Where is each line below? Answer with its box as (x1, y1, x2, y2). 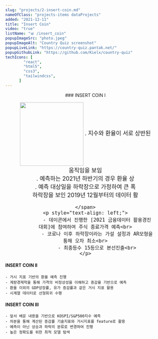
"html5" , (23, 64, 42, 69)
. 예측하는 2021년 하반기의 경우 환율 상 (36, 175, 135, 182)
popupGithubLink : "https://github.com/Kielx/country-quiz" (5, 50, 133, 55)
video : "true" (5, 26, 36, 31)
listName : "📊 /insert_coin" (5, 31, 66, 36)
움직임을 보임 (68, 166, 103, 174)
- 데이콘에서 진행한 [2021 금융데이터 (43, 217, 131, 223)
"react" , (23, 59, 42, 64)
